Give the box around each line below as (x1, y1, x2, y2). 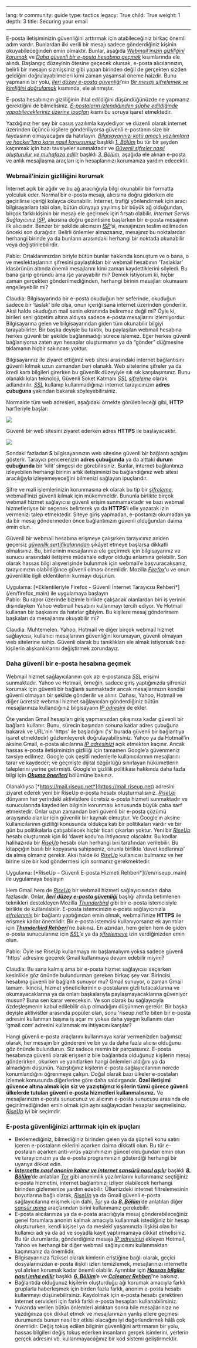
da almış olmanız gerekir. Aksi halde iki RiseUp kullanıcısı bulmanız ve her (6, 851, 184, 858)
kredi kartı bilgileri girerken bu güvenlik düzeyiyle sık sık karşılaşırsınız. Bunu (6, 369, 191, 376)
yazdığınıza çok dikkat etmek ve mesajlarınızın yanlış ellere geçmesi (14, 1310, 179, 1317)
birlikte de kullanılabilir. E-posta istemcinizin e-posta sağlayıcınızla (6, 905, 166, 912)
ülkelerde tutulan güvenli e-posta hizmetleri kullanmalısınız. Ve (6, 1089, 164, 1096)
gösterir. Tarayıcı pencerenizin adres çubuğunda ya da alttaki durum (6, 456, 173, 463)
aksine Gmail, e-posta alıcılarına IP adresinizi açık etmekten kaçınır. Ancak (6, 740, 185, 747)
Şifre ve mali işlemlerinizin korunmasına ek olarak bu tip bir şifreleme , (6, 486, 174, 493)
